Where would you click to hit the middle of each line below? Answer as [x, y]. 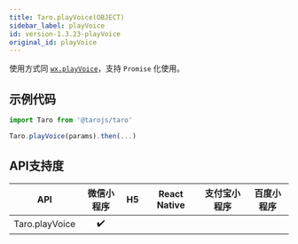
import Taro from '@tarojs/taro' [71, 121]
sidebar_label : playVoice [57, 26]
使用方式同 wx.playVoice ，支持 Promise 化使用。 [97, 68]
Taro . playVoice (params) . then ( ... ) [73, 136]
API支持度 [37, 166]
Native [171, 205]
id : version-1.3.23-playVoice [65, 34]
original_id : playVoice [53, 42]
